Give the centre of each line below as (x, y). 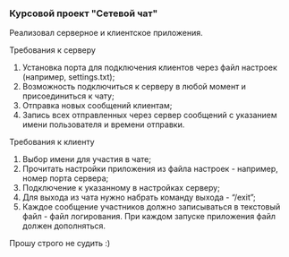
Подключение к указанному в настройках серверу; (121, 188)
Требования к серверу (53, 50)
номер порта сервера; (65, 178)
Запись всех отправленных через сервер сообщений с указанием (149, 116)
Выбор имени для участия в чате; (87, 159)
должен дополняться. (64, 226)
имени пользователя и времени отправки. (103, 124)
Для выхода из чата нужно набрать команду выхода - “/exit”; (139, 197)
